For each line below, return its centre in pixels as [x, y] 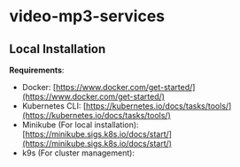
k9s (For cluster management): [78, 153]
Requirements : [37, 70]
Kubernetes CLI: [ [54, 106]
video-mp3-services [87, 16]
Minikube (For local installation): [80, 125]
